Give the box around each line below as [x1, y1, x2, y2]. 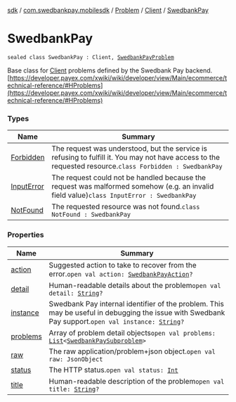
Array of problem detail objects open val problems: [48, 327, 216, 337]
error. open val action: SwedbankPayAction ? [48, 269, 193, 279]
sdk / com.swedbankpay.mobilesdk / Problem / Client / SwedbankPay [7, 6, 209, 14]
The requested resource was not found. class [51, 202, 200, 212]
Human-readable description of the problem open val [48, 376, 225, 386]
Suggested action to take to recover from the [48, 260, 197, 270]
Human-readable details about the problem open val [48, 280, 221, 290]
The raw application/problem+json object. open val [48, 346, 216, 356]
